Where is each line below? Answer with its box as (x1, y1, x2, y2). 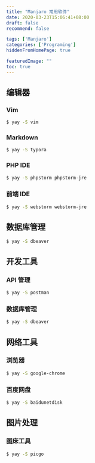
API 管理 (6, 276, 30, 284)
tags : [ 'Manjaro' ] (6, 36, 52, 42)
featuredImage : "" (6, 58, 52, 64)
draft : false (6, 20, 39, 26)
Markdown (6, 133, 38, 142)
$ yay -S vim (6, 119, 39, 126)
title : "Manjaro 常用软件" (6, 8, 70, 15)
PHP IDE (6, 161, 30, 169)
